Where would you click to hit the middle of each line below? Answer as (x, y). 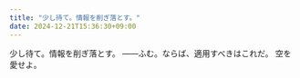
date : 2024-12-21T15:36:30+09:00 (73, 26)
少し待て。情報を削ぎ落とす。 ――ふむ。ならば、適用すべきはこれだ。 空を (150, 53)
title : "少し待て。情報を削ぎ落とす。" (75, 18)
